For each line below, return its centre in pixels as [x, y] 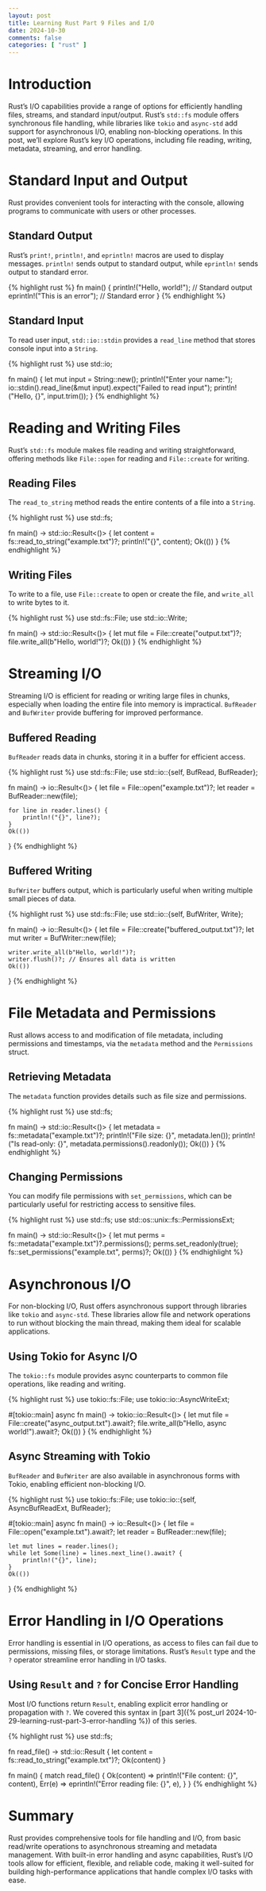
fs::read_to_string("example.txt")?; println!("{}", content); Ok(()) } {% [120, 541]
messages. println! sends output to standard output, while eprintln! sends [133, 264]
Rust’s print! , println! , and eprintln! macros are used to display [116, 255]
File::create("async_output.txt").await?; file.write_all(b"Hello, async [118, 1423]
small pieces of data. [42, 899]
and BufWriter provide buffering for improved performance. [106, 713]
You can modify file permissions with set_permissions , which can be [120, 1196]
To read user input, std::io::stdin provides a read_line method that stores [132, 340]
